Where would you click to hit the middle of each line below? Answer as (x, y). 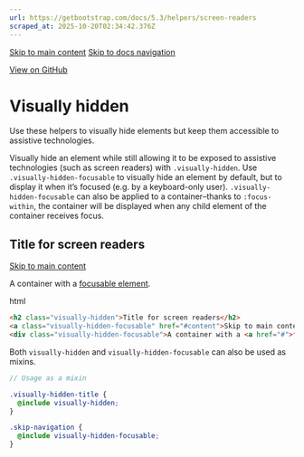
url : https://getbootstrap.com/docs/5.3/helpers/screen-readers (133, 18)
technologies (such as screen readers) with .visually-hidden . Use (133, 167)
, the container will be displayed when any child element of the (150, 206)
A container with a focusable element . (80, 284)
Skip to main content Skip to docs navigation (93, 52)
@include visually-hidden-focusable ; (89, 436)
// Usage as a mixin (48, 378)
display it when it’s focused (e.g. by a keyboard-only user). (119, 187)
